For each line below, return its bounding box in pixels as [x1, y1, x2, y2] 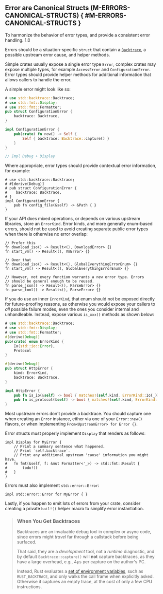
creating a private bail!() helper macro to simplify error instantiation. [5, 506, 144, 512]
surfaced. [16, 539, 36, 545]
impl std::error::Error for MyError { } [5, 492, 88, 497]
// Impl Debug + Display [5, 154, 55, 159]
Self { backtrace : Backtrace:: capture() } [22, 136, 110, 141]
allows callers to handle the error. [5, 76, 72, 82]
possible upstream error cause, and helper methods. [5, 52, 110, 57]
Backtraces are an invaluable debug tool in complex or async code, [16, 529, 151, 535]
